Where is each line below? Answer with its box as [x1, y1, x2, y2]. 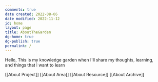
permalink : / [5, 43, 32, 48]
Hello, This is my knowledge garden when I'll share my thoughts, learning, [5, 57, 154, 62]
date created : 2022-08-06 [5, 12, 58, 17]
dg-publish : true [5, 39, 40, 44]
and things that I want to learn [5, 62, 65, 68]
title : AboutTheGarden [5, 30, 51, 35]
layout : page [5, 25, 32, 30]
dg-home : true [5, 35, 34, 40]
